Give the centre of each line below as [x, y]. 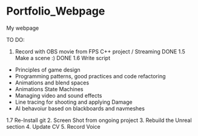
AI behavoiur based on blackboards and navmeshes [80, 108]
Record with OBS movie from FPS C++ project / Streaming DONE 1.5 [100, 51]
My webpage [23, 28]
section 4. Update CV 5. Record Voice [54, 126]
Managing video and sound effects [58, 95]
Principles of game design [48, 70]
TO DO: [16, 39]
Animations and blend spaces [52, 83]
